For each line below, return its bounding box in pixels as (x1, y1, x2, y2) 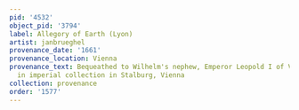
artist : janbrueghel (9, 37, 86, 47)
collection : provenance (9, 79, 98, 88)
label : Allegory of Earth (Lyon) (9, 29, 133, 38)
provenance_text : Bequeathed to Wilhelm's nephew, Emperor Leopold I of (9, 63, 285, 72)
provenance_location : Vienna (9, 54, 117, 63)
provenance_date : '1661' (9, 46, 101, 55)
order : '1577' (9, 87, 62, 96)
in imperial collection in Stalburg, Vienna (17, 71, 185, 80)
